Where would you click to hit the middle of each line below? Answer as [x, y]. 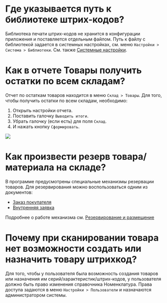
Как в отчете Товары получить [74, 70]
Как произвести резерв [58, 157]
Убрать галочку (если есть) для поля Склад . [60, 121]
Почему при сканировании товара [82, 238]
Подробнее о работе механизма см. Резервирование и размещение [80, 217]
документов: [19, 192]
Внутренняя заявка [34, 207]
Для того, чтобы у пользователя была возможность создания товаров [82, 273]
